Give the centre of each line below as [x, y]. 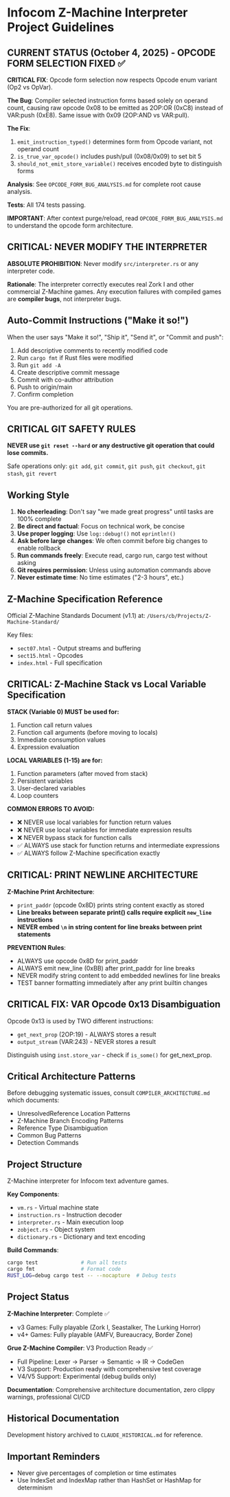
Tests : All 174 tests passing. [46, 205]
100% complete [39, 519]
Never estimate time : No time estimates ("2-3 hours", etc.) [100, 577]
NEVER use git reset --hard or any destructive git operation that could [111, 445]
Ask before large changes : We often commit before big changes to [112, 541]
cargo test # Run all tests [67, 1263]
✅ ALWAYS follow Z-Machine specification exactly [88, 853]
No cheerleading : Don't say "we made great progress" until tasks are [115, 512]
